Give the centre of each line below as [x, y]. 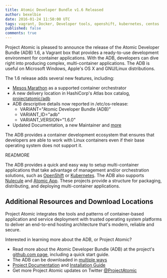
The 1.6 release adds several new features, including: [60, 78]
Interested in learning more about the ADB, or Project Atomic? [69, 239]
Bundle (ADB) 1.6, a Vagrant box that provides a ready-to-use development [82, 52]
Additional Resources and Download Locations [79, 202]
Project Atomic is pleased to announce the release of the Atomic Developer [82, 47]
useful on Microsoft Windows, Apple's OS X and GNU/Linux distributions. [80, 68]
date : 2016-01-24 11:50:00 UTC [38, 19]
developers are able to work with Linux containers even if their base [75, 140]
